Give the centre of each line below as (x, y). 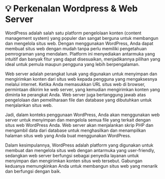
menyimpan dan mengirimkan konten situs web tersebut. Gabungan (74, 161)
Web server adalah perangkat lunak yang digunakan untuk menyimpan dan (81, 74)
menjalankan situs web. (29, 105)
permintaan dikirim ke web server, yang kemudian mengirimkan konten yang (82, 89)
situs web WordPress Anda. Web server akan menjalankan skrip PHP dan (79, 125)
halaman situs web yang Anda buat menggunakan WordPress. (68, 135)
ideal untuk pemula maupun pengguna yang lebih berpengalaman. (72, 64)
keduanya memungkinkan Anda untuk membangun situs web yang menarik (82, 166)
